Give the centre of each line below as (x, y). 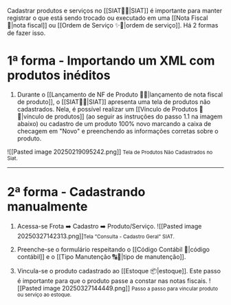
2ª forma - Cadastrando (76, 192)
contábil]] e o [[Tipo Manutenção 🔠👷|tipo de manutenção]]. (101, 256)
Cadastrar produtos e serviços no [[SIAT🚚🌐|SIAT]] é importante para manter (114, 11)
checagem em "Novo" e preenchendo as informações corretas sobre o (118, 131)
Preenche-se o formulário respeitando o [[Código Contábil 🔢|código (113, 249)
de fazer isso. (26, 33)
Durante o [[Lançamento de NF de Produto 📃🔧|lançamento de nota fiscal (120, 94)
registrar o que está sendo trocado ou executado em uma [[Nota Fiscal (108, 18)
